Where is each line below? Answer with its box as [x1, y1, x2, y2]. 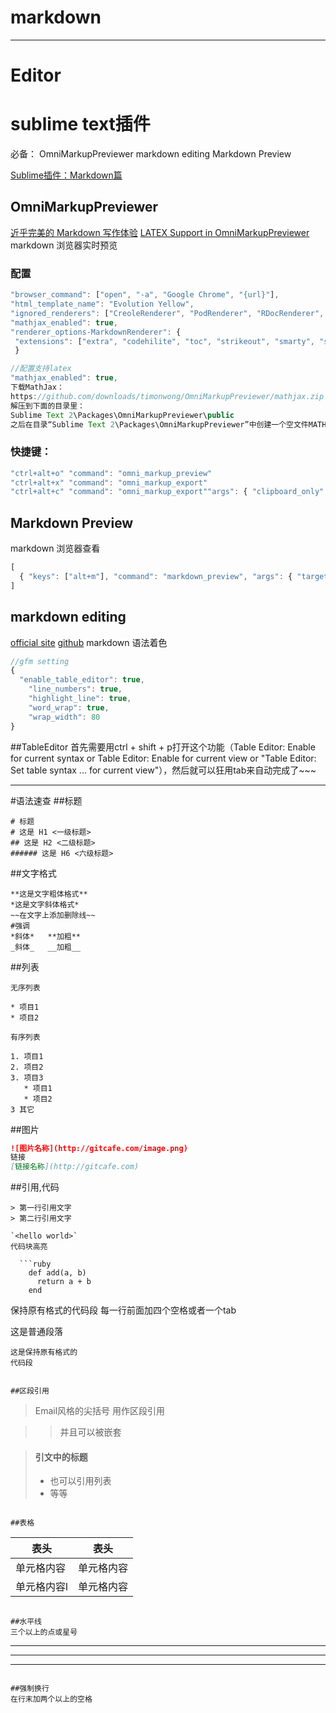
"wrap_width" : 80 [28, 712, 101, 722]
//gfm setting [10, 656, 70, 666]
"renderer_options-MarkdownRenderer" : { [10, 327, 182, 337]
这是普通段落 [10, 1326, 63, 1338]
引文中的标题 [34, 1451, 88, 1463]
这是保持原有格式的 [10, 1347, 78, 1358]
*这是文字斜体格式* [10, 899, 80, 910]
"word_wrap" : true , [28, 702, 110, 713]
